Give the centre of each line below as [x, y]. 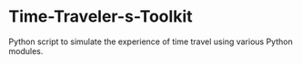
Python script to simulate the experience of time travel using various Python [151, 41]
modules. [26, 50]
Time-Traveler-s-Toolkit [101, 17]
